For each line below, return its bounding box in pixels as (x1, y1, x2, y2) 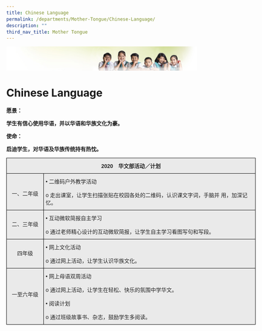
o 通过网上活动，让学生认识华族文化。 (45, 257, 140, 265)
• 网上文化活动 (45, 244, 81, 251)
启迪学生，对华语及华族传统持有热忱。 (6, 146, 102, 153)
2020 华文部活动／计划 (100, 163, 162, 170)
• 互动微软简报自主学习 (45, 215, 102, 222)
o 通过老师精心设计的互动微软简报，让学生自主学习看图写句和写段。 (45, 228, 215, 236)
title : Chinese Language (6, 10, 69, 16)
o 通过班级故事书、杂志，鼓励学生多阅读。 (45, 314, 151, 321)
